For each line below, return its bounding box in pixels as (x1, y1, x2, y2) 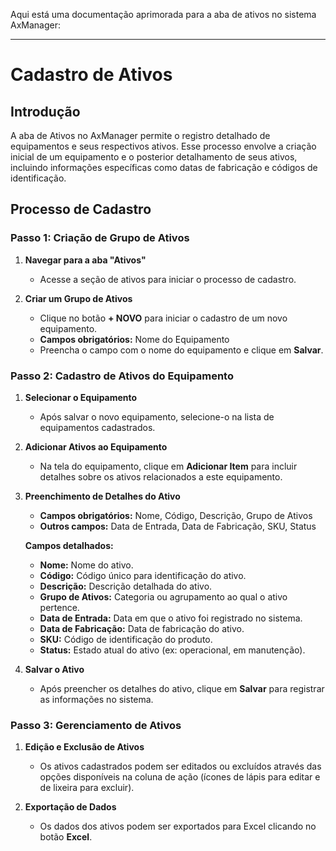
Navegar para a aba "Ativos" (24, 254, 147, 266)
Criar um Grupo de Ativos (24, 292, 133, 304)
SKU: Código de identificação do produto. (39, 633, 213, 645)
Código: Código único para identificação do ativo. (39, 569, 247, 581)
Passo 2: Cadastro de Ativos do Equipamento (10, 369, 234, 383)
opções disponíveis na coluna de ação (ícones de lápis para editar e (39, 771, 321, 783)
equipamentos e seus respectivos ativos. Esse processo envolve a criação (10, 140, 317, 152)
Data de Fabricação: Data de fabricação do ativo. (39, 622, 245, 634)
